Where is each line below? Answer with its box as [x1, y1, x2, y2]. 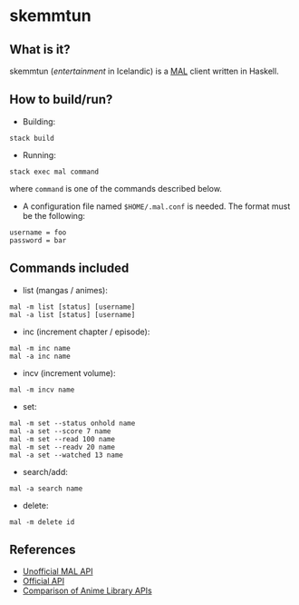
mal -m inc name [9, 343, 71, 352]
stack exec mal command [9, 167, 100, 176]
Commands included [9, 261, 130, 276]
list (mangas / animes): [22, 284, 109, 295]
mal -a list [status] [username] [9, 310, 136, 319]
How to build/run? [9, 92, 113, 107]
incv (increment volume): [22, 367, 116, 378]
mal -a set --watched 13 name [9, 451, 124, 460]
